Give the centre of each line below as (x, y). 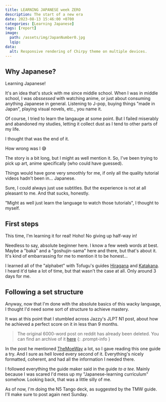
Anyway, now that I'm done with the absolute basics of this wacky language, (83, 303)
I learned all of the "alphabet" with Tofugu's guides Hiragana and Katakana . (82, 266)
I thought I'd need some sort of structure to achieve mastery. (67, 309)
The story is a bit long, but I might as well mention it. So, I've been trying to (82, 158)
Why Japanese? (30, 71)
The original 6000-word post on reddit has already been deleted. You (88, 333)
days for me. (18, 276)
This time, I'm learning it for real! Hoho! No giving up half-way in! (71, 236)
